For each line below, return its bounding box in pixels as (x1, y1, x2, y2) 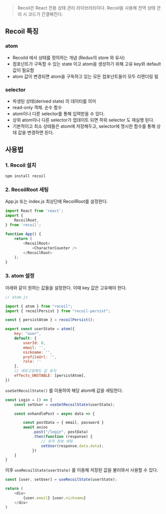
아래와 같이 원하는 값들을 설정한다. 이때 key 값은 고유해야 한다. (5, 285, 127, 291)
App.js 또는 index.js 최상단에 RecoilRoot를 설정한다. (5, 198, 108, 204)
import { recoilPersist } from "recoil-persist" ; (5, 308, 111, 314)
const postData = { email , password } (23, 420, 104, 425)
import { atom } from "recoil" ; (5, 304, 72, 309)
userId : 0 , (23, 340, 46, 345)
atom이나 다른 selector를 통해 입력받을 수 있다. (12, 110, 105, 117)
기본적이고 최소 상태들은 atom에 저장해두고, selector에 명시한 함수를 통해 (12, 123, 156, 129)
